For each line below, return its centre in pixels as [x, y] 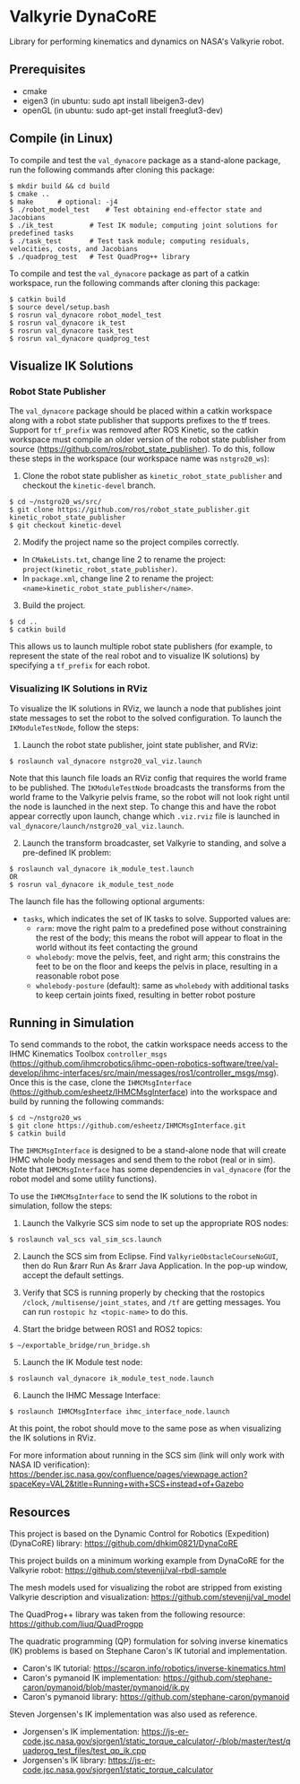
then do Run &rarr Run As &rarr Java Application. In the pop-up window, [155, 1266]
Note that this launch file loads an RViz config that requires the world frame [148, 778]
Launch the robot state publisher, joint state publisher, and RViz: [140, 744]
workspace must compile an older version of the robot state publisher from [148, 439]
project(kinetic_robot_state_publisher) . [99, 569]
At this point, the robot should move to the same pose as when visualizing [146, 1429]
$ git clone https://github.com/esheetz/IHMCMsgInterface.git [128, 1126]
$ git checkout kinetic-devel [66, 526]
